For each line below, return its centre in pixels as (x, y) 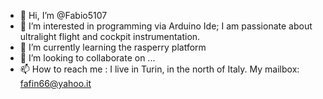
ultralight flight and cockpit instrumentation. (110, 36)
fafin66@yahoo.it (55, 83)
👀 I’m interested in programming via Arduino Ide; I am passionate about (166, 26)
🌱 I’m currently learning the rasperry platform (113, 47)
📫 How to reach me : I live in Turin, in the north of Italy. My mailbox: (159, 69)
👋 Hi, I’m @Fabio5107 (63, 15)
